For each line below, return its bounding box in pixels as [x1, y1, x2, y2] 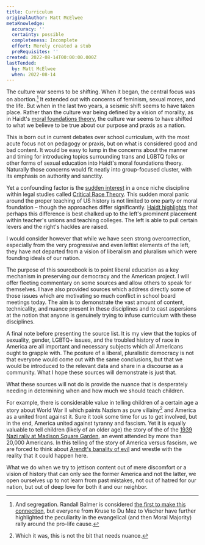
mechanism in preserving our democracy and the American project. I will [6, 272, 189, 280]
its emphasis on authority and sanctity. [6, 172, 104, 179]
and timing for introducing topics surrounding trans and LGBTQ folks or [6, 153, 185, 160]
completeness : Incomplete [12, 37, 78, 43]
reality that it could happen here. [6, 452, 88, 459]
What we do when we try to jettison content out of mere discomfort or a [6, 463, 187, 471]
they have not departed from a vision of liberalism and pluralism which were [6, 248, 197, 255]
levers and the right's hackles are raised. [6, 223, 109, 230]
